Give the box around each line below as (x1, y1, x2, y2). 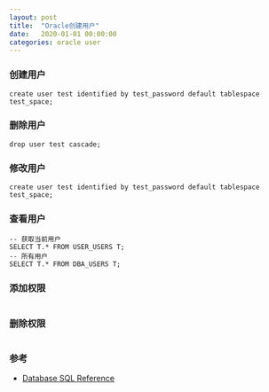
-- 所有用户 (9, 252, 49, 262)
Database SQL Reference (21, 373, 115, 384)
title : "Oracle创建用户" (9, 21, 100, 30)
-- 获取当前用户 (9, 235, 61, 244)
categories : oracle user (9, 37, 101, 47)
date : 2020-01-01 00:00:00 (9, 29, 117, 38)
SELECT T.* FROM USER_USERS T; (9, 243, 125, 252)
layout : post (9, 12, 58, 22)
